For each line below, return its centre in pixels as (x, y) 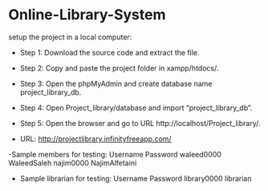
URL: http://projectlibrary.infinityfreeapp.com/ (95, 139)
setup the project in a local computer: (70, 37)
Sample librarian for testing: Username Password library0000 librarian (136, 178)
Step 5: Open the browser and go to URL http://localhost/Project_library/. (140, 123)
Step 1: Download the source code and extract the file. (110, 52)
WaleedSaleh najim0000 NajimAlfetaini (73, 163)
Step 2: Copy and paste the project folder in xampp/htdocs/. (119, 68)
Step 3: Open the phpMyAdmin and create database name (116, 83)
